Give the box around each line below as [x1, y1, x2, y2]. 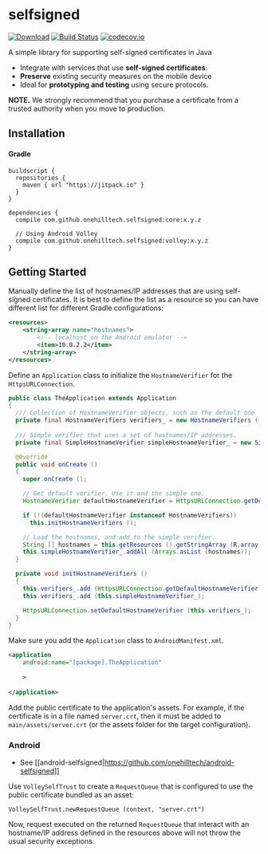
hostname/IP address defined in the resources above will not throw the [8, 828, 241, 837]
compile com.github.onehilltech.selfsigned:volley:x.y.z [15, 237, 209, 245]
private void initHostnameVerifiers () [15, 570, 148, 578]
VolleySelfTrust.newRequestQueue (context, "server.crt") [8, 805, 205, 813]
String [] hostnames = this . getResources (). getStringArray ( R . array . [22, 541, 262, 549]
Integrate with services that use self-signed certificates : [19, 62, 208, 73]
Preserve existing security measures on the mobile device [19, 71, 212, 81]
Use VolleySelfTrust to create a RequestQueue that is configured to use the [8, 781, 254, 791]
